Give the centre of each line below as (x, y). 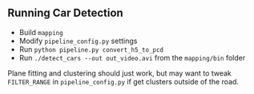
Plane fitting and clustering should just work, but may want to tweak (119, 73)
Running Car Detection (65, 13)
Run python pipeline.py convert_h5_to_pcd (91, 49)
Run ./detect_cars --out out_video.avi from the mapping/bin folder (132, 57)
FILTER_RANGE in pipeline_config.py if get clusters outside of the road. (123, 81)
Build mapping (41, 32)
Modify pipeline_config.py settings (78, 41)
